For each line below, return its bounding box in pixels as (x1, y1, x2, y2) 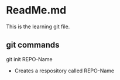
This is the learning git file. (6, 23, 70, 30)
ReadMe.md (6, 4, 67, 17)
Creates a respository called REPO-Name (14, 67, 115, 74)
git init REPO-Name (6, 55, 53, 62)
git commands (6, 40, 60, 50)
